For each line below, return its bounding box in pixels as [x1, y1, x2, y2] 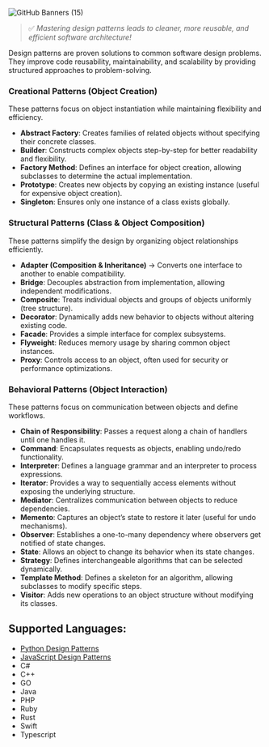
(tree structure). [19, 303, 74, 313]
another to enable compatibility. [19, 268, 126, 279]
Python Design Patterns [19, 643, 99, 653]
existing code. [19, 320, 67, 330]
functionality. [19, 452, 64, 462]
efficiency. [8, 113, 44, 122]
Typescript [19, 729, 57, 739]
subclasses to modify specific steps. [19, 581, 142, 591]
